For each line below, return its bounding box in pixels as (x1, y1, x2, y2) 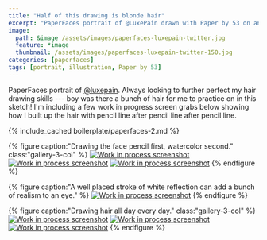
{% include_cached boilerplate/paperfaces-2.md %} (8, 126, 180, 135)
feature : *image (15, 41, 69, 49)
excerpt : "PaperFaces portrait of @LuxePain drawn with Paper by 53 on (8, 19, 250, 27)
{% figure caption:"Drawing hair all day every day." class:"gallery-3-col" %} (8, 206, 256, 215)
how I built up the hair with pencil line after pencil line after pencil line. (8, 110, 237, 120)
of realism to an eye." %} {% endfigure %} (8, 190, 249, 199)
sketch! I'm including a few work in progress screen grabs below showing (8, 102, 250, 111)
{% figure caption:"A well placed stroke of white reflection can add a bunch (8, 182, 255, 192)
